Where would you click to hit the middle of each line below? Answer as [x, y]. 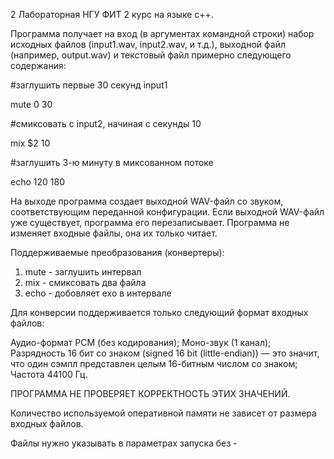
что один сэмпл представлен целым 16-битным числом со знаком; [154, 363]
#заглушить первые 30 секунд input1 [89, 85]
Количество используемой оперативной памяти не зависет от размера [163, 413]
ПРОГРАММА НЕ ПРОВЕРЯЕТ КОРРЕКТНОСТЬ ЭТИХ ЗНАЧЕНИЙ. [150, 393]
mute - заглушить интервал [83, 272]
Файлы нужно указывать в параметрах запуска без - [124, 443]
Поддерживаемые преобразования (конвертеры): [117, 252]
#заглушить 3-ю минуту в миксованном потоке [112, 162]
